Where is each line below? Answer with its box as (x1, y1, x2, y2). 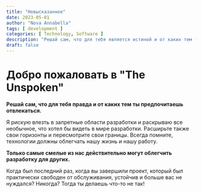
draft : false (6, 43, 39, 49)
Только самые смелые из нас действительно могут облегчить (6, 149, 173, 156)
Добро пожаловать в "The (6, 68, 145, 82)
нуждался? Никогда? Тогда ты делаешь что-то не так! (6, 180, 145, 187)
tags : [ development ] (6, 25, 63, 32)
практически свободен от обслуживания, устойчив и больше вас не (6, 173, 182, 180)
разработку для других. (6, 155, 70, 162)
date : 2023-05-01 (6, 14, 50, 20)
